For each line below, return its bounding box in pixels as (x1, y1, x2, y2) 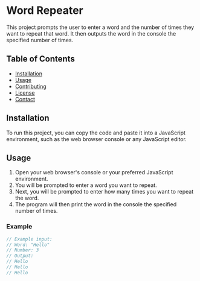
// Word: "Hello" (6, 242, 50, 248)
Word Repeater (6, 4, 83, 17)
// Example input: (6, 236, 53, 242)
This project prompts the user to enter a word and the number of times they (6, 24, 195, 31)
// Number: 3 (6, 247, 39, 253)
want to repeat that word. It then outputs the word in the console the (6, 30, 176, 37)
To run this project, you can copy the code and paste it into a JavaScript (6, 129, 186, 136)
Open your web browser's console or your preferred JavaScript (15, 169, 173, 176)
